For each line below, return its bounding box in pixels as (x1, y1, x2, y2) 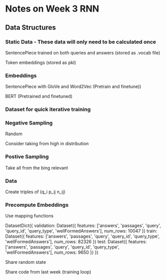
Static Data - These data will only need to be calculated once (5, 38, 156, 45)
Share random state (5, 259, 46, 265)
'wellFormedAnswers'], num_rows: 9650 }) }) (5, 249, 99, 255)
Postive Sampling (5, 153, 49, 160)
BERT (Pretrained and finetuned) (5, 93, 73, 99)
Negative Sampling (5, 120, 53, 127)
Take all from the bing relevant (5, 164, 68, 171)
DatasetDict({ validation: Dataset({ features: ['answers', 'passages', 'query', (5, 222, 161, 229)
